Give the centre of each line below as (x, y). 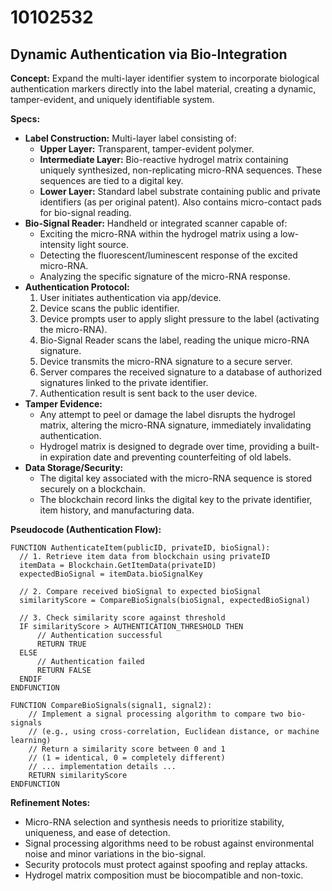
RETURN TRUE (61, 644)
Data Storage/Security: (74, 467)
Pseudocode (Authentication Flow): (86, 529)
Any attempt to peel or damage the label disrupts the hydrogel (167, 414)
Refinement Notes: (50, 802)
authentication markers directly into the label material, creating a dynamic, (163, 89)
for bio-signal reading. (85, 212)
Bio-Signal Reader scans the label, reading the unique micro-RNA (174, 340)
